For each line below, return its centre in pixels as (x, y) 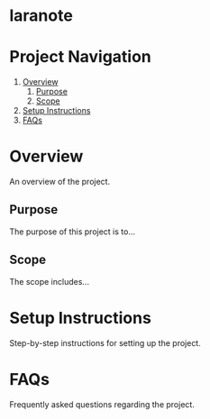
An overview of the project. (60, 182)
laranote (41, 16)
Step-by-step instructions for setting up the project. (105, 342)
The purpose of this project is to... (73, 232)
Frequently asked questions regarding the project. (102, 404)
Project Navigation (80, 57)
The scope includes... (50, 281)
